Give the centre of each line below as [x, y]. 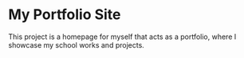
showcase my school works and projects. [77, 44]
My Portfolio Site [65, 15]
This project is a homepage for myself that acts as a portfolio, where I [122, 37]
